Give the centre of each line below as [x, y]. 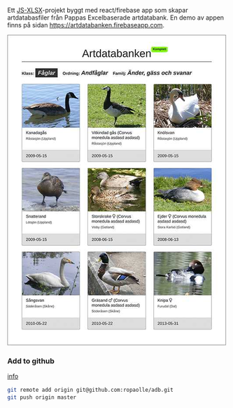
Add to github [31, 361]
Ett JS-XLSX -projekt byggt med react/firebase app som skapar [98, 10]
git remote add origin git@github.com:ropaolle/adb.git [90, 390]
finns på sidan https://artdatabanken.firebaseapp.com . [86, 25]
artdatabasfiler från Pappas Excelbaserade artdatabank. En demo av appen [116, 18]
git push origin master [42, 397]
